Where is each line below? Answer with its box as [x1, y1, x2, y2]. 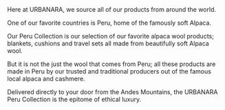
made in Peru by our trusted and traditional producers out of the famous [7, 67, 212, 75]
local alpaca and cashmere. [7, 75, 85, 82]
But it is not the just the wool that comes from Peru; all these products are [7, 60, 216, 68]
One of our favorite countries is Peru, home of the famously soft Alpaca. [7, 19, 212, 27]
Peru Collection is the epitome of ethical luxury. [7, 96, 142, 103]
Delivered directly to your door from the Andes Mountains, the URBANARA [7, 88, 218, 96]
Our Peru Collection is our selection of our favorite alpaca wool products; [7, 32, 215, 40]
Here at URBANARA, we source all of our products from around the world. [7, 5, 217, 13]
